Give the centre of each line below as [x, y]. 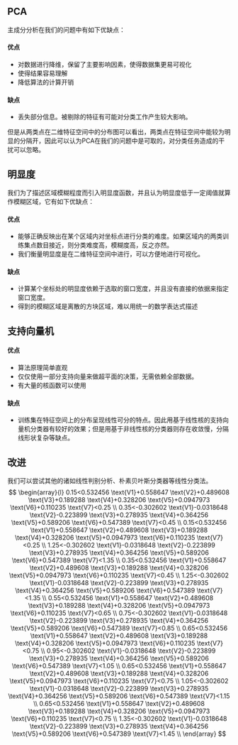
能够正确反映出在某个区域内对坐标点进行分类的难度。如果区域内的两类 [120, 236]
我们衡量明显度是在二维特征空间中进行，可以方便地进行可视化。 [110, 254]
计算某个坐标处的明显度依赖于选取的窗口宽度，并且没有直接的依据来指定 [123, 289]
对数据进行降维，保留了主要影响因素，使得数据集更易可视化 [104, 65]
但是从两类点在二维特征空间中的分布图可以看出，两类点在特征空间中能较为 [116, 132]
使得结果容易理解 [42, 73]
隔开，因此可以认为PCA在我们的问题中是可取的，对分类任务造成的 [122, 141]
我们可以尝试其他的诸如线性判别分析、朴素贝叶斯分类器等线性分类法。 [110, 481]
